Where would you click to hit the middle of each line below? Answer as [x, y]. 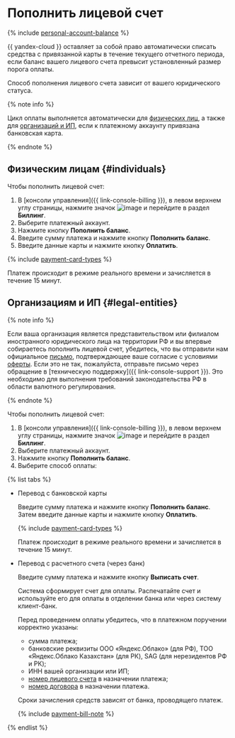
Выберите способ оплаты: [57, 465]
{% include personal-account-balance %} [68, 33]
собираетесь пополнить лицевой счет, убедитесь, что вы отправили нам [118, 349]
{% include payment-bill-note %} [66, 713]
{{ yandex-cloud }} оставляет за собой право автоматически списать [112, 46]
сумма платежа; [53, 641]
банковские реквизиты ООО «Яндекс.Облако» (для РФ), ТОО [121, 649]
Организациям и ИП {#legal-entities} [93, 303]
